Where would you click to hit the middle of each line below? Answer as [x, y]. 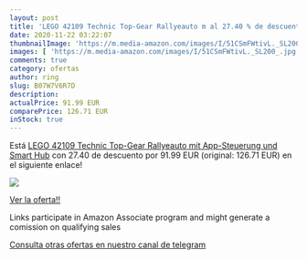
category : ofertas [44, 69]
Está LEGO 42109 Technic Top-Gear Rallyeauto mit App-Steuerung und [143, 146]
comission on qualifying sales [65, 227]
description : [34, 94]
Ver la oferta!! [35, 200]
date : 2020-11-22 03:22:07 [61, 35]
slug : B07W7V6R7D [42, 86]
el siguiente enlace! [46, 165]
